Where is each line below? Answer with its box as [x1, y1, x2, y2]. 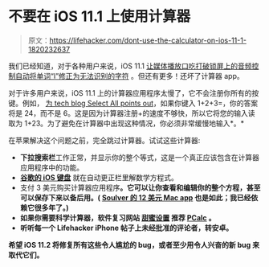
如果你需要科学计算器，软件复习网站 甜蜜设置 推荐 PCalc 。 [19, 212, 216, 222]
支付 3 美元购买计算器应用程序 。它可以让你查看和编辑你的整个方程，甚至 [19, 183, 261, 192]
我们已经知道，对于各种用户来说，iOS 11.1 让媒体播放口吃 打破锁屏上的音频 [8, 61, 252, 71]
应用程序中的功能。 [19, 162, 84, 172]
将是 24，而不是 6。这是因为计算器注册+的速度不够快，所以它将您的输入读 [8, 108, 255, 117]
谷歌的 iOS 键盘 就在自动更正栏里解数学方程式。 [19, 172, 179, 182]
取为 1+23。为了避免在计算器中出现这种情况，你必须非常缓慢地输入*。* [8, 118, 245, 128]
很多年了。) [34, 203, 70, 212]
